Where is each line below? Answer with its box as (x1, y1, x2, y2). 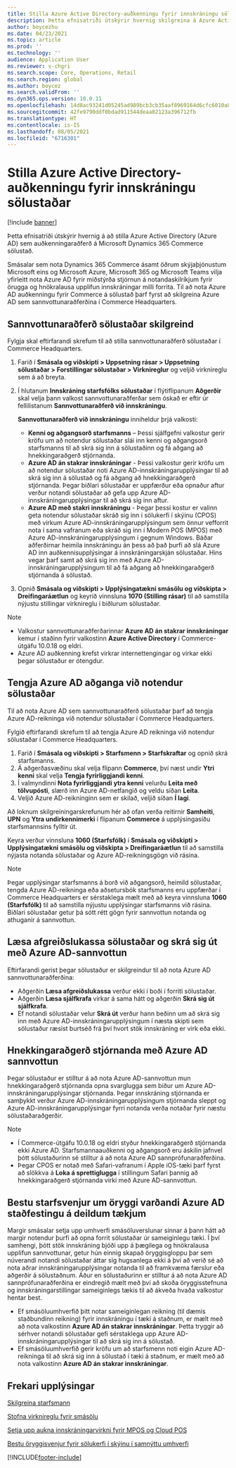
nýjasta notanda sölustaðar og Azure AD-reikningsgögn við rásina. (7, 851, 199, 859)
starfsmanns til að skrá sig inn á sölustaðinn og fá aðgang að (27, 444, 204, 452)
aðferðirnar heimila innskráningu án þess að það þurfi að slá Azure (27, 541, 220, 549)
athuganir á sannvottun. (7, 916, 76, 924)
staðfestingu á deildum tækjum (7, 1208, 147, 1220)
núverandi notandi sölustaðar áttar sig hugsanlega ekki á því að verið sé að (7, 1256, 223, 1265)
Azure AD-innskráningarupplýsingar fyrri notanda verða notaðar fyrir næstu (7, 1104, 226, 1113)
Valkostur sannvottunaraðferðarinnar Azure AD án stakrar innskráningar (17, 627, 229, 635)
